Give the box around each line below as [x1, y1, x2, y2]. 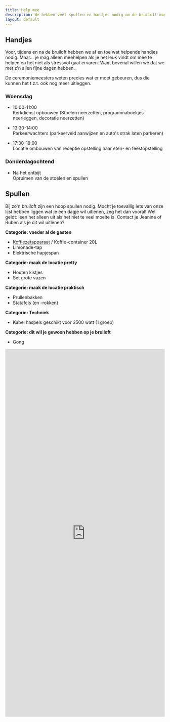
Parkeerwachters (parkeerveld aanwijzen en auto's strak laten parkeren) [12, 130, 163, 137]
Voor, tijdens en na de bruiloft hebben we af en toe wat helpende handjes [5, 49, 158, 55]
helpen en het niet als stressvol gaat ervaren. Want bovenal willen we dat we [5, 60, 165, 66]
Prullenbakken [12, 294, 43, 300]
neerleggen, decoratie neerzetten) [12, 115, 84, 121]
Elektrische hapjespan [12, 249, 59, 256]
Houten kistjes [12, 269, 43, 275]
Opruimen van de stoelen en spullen [12, 175, 89, 181]
